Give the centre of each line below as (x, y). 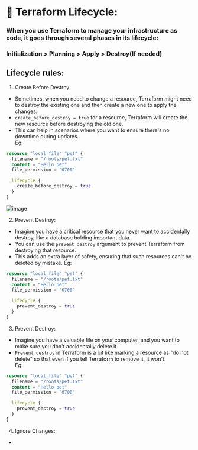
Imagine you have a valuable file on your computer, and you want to (97, 340)
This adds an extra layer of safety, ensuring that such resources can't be (103, 256)
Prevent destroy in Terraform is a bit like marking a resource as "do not (101, 352)
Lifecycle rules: (35, 73)
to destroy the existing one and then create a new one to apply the (95, 105)
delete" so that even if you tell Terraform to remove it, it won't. (90, 359)
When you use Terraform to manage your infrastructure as (92, 31)
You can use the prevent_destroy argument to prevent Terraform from (100, 244)
